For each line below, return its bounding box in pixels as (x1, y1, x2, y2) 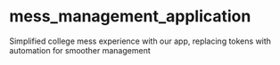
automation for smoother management (9, 45, 152, 55)
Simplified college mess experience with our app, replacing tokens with (9, 36, 272, 46)
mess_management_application (9, 6, 251, 27)
